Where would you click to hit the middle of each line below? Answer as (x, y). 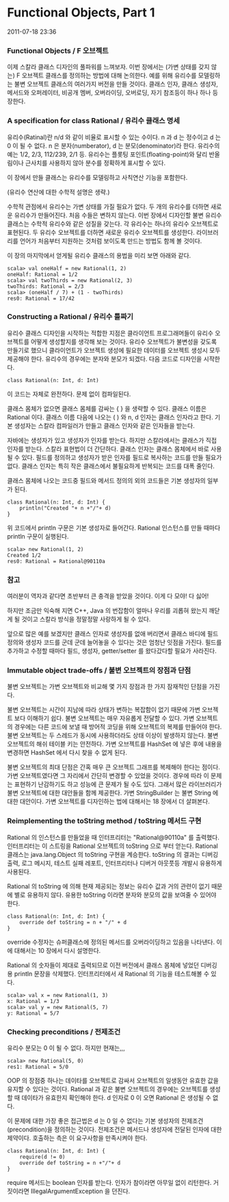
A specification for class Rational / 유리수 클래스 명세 (93, 121)
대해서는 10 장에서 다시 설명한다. (57, 950)
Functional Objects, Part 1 (81, 13)
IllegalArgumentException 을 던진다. (80, 1191)
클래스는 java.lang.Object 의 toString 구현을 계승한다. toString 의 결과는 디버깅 (113, 854)
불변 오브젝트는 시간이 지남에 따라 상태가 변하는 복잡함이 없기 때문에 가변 (104, 710)
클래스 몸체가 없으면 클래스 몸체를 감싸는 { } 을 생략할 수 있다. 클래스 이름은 (107, 408)
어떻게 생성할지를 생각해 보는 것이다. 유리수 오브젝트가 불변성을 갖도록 (124, 342)
